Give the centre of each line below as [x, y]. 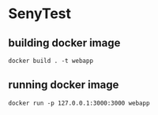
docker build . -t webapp [51, 61]
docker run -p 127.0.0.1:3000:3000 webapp [79, 103]
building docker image [64, 43]
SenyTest [39, 14]
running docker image [64, 85]
